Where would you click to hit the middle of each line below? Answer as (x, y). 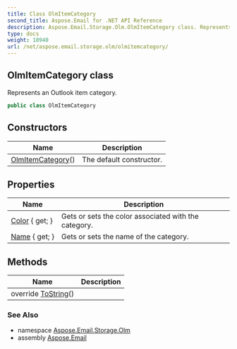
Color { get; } (32, 221)
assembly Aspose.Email (52, 338)
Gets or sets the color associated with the (130, 217)
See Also (23, 315)
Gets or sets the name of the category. (125, 236)
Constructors (37, 128)
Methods (28, 262)
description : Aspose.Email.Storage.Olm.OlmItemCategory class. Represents (120, 27)
